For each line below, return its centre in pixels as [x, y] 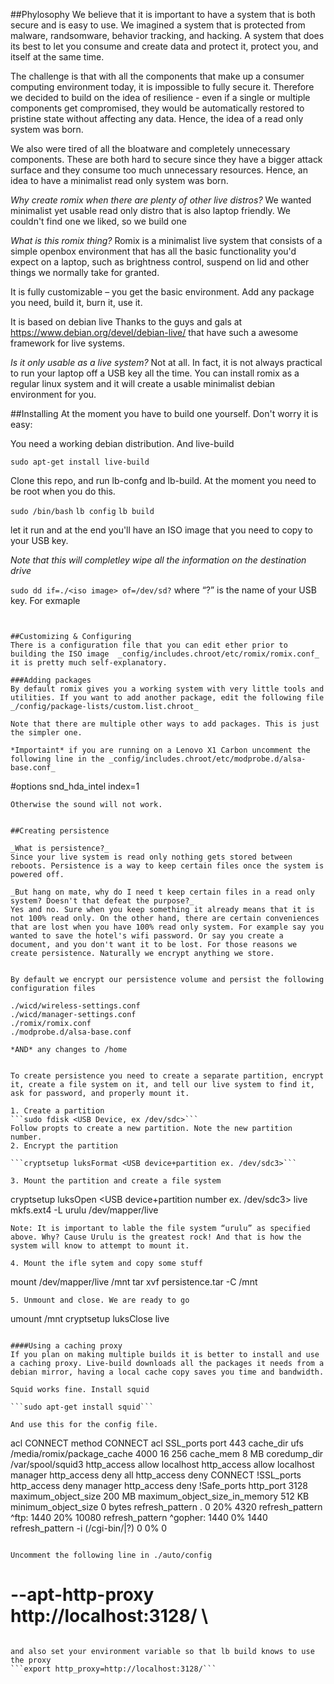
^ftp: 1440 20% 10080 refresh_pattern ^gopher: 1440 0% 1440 [139, 1517]
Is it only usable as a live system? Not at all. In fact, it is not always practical [166, 362]
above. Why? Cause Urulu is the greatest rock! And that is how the [156, 1237]
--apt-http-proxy [82, 1595]
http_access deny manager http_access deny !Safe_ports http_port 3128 [159, 1485]
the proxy [31, 1660]
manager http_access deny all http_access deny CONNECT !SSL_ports [156, 1475]
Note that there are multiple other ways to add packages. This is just [165, 724]
